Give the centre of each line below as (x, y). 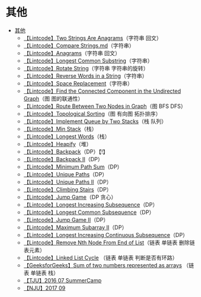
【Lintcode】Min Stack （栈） (60, 128)
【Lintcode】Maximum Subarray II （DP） (75, 227)
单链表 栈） (45, 273)
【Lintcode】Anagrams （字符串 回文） (72, 53)
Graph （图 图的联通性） (53, 98)
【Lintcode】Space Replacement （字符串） (78, 83)
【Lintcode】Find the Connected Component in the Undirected (102, 91)
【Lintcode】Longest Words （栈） (67, 136)
